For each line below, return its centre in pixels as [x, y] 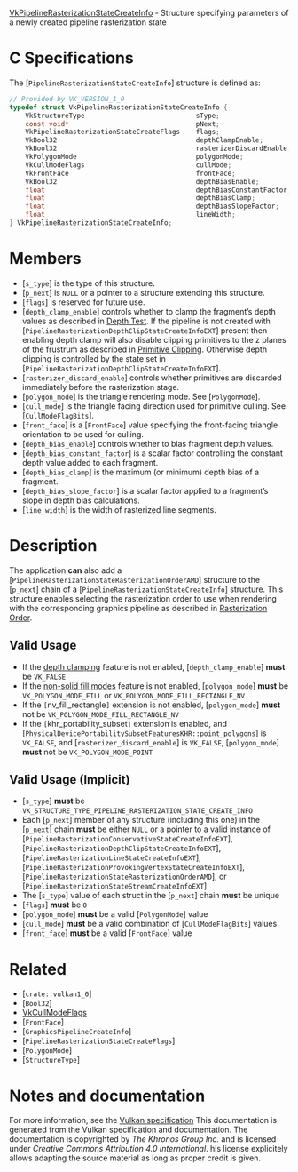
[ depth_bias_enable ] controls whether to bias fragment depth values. [148, 443]
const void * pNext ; [122, 124]
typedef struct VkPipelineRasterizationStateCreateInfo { [118, 107]
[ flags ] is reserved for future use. [83, 302]
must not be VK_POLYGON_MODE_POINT [87, 752]
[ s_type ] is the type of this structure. [88, 283]
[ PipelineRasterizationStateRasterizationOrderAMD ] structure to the [134, 579]
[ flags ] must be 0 [54, 905]
